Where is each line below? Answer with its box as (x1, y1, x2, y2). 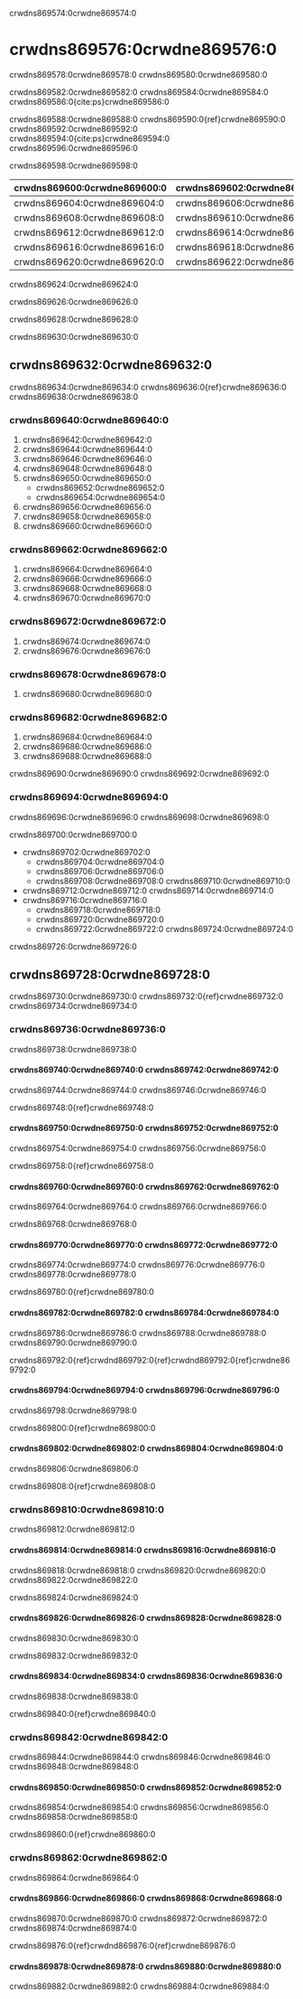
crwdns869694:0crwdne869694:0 (9, 791, 169, 804)
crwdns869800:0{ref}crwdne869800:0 (9, 1422, 156, 1433)
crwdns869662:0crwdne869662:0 (9, 542, 169, 555)
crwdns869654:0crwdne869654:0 (35, 492, 165, 503)
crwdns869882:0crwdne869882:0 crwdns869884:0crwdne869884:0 (9, 1981, 270, 1992)
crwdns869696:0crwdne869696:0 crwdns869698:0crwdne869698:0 (9, 811, 270, 822)
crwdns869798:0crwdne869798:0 (9, 1405, 137, 1416)
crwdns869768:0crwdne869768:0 (9, 1219, 137, 1230)
